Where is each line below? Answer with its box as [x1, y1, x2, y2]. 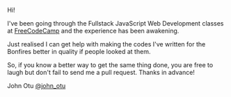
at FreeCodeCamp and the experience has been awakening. [7, 27, 180, 35]
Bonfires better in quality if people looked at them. [7, 48, 151, 55]
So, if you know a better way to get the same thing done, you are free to [7, 61, 214, 69]
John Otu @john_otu [7, 82, 66, 89]
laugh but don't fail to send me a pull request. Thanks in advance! [7, 69, 195, 76]
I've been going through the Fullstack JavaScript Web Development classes [7, 19, 224, 27]
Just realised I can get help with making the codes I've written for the [7, 40, 206, 48]
